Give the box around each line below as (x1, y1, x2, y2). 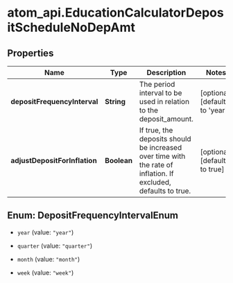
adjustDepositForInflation (10, 156, 97, 165)
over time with (139, 151, 186, 161)
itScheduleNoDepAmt (7, 19, 135, 35)
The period (139, 80, 175, 89)
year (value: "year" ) (17, 228, 74, 237)
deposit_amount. (139, 114, 194, 123)
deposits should (139, 134, 192, 144)
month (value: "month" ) (17, 255, 80, 263)
